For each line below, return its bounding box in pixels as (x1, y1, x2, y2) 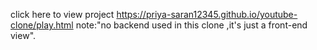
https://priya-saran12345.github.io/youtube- (116, 9, 298, 20)
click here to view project (10, 9, 115, 20)
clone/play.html (10, 19, 74, 31)
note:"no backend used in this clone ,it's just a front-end (75, 19, 308, 31)
